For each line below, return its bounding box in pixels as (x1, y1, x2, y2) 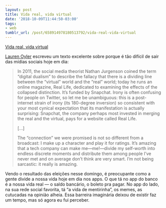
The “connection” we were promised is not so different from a (17, 135, 144, 141)
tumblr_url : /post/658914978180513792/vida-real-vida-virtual (5, 30, 136, 35)
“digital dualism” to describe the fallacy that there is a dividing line (17, 74, 152, 79)
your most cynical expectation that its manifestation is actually (17, 105, 145, 111)
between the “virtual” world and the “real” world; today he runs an (17, 79, 153, 85)
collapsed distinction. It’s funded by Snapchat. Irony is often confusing (17, 90, 162, 95)
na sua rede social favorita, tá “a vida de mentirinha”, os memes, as (5, 187, 142, 192)
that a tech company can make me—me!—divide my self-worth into (17, 146, 155, 151)
